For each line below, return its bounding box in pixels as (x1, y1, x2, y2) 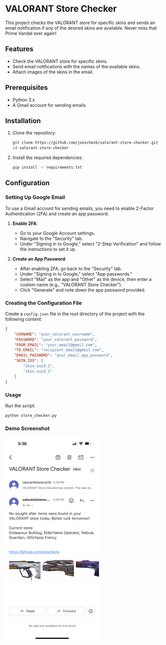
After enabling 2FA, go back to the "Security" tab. (19, 266, 122, 272)
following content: (5, 316, 42, 322)
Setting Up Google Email (5, 194, 65, 201)
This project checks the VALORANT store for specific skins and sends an (5, 20, 155, 26)
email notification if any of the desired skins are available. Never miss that (5, 25, 157, 31)
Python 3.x (12, 96, 35, 103)
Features (5, 45, 33, 53)
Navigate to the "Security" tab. (19, 235, 83, 241)
